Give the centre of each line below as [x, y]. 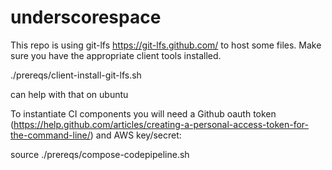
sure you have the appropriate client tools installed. [116, 55]
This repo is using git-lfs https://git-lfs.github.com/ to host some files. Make [166, 45]
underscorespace [86, 17]
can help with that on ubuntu [69, 94]
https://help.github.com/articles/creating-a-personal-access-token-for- [161, 124]
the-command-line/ [50, 135]
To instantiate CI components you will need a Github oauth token [143, 113]
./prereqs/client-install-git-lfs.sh [76, 75]
